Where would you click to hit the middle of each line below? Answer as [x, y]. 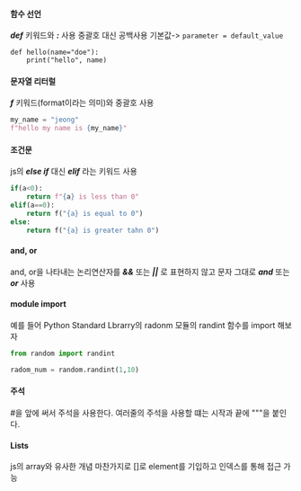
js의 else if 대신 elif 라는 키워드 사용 [74, 172]
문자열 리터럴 [33, 81]
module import [38, 304]
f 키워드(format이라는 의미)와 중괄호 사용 [82, 103]
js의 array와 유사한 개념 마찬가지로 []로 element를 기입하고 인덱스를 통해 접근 [146, 467]
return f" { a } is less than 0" [83, 197]
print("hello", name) [66, 60]
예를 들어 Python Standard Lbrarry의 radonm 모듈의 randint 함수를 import [143, 326]
